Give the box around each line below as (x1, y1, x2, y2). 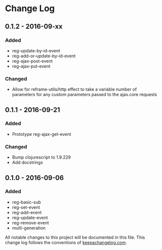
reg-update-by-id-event (12, 48, 61, 53)
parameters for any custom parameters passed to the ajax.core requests (12, 92, 157, 98)
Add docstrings (12, 160, 43, 166)
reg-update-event (12, 215, 48, 220)
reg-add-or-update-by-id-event (12, 53, 76, 59)
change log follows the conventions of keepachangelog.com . (5, 239, 127, 245)
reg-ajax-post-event (12, 58, 53, 64)
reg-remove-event (12, 219, 49, 226)
